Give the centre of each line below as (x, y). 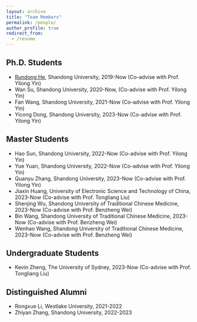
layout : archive (26, 11)
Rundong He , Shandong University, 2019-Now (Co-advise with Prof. (97, 77)
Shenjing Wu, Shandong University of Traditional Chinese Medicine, (97, 203)
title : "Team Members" (34, 17)
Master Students (37, 139)
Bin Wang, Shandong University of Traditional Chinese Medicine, (93, 216)
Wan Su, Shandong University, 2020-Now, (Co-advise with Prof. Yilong (101, 89)
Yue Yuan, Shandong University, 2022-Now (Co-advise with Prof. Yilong (102, 166)
